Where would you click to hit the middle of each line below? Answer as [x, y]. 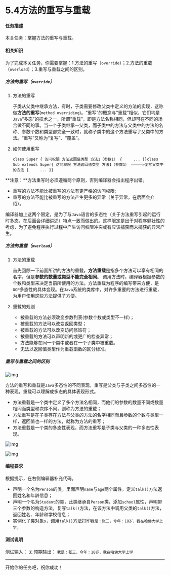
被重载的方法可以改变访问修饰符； [56, 330]
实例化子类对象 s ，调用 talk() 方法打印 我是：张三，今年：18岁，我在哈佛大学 [86, 521]
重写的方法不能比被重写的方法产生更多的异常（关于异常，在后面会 [81, 197]
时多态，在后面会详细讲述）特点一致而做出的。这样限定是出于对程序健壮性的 [85, 221]
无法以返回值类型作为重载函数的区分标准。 [65, 349]
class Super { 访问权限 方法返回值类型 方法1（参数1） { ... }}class [85, 159]
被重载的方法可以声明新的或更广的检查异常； [67, 336]
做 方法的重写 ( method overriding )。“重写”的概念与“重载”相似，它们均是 [86, 113]
